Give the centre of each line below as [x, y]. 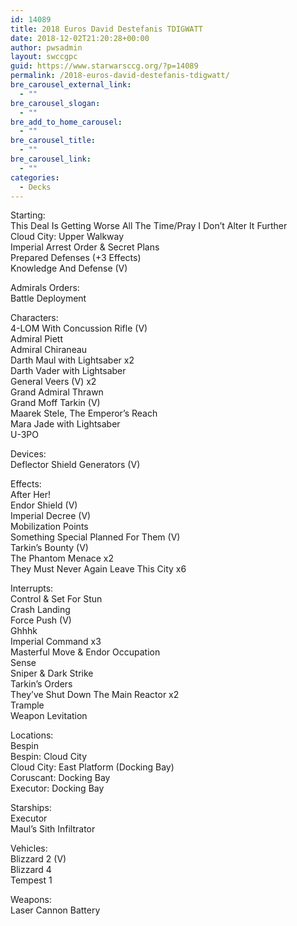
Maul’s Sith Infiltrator [53, 829]
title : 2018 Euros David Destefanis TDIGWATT [106, 29]
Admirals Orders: [45, 288]
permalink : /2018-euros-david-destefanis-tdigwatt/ [120, 76]
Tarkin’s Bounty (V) [49, 548]
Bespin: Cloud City [49, 757]
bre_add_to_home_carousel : [66, 122]
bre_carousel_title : [53, 141]
